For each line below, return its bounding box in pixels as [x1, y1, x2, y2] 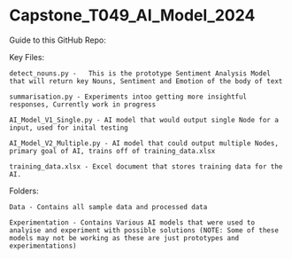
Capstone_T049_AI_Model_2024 [9, 5, 256, 26]
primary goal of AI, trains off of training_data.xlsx [9, 146, 216, 155]
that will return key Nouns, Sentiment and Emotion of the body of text [9, 76, 283, 85]
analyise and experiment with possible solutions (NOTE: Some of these [9, 225, 279, 235]
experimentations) [9, 241, 77, 250]
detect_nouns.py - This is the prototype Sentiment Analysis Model [9, 68, 272, 78]
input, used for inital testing [9, 123, 128, 132]
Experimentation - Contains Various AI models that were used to [9, 218, 255, 227]
